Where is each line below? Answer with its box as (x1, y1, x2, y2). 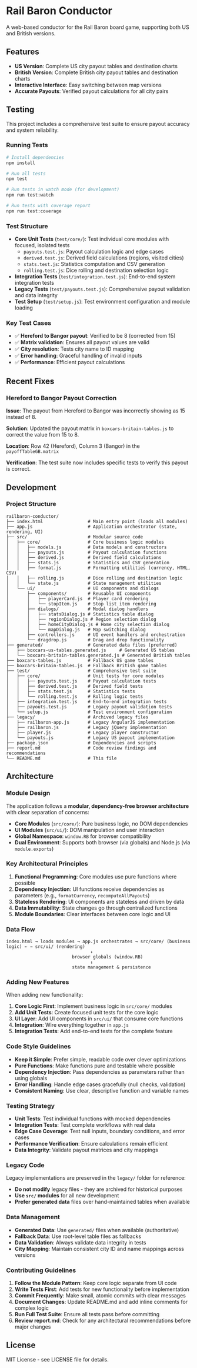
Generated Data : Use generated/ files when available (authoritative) (14, 1226, 179, 1233)
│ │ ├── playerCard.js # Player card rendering (6, 595, 149, 601)
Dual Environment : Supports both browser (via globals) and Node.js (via (14, 838, 191, 846)
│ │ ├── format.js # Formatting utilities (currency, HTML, (6, 565, 191, 571)
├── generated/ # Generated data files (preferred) (6, 642, 178, 648)
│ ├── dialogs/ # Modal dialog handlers (6, 606, 149, 612)
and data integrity (14, 292, 58, 299)
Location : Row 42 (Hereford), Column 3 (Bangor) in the (6, 442, 140, 450)
